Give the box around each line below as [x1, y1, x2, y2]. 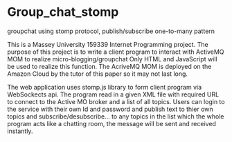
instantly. [7, 127, 33, 135]
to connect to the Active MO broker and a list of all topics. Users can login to [7, 97, 225, 105]
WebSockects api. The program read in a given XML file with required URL [7, 90, 220, 99]
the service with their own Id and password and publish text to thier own [7, 105, 213, 113]
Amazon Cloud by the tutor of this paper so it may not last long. [7, 70, 188, 78]
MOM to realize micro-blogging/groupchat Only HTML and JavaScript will [7, 54, 217, 63]
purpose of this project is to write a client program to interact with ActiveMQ [7, 48, 224, 56]
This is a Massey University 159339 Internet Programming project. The [7, 40, 209, 48]
